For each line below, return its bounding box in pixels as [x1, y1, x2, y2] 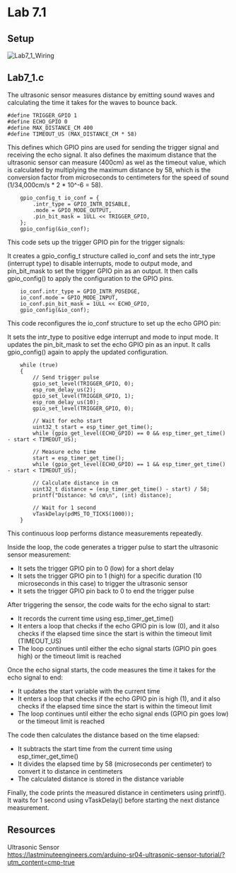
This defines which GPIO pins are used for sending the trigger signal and [7, 143, 219, 151]
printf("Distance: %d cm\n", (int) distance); [33, 491, 172, 499]
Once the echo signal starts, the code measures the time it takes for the [7, 665, 216, 674]
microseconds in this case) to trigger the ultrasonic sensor [17, 579, 189, 587]
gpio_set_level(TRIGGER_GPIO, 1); [33, 392, 134, 399]
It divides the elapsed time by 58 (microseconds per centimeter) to [17, 760, 212, 768]
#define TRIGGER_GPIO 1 [7, 111, 78, 119]
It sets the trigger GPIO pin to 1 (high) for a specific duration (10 [17, 572, 202, 580]
